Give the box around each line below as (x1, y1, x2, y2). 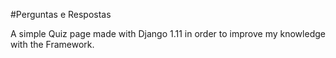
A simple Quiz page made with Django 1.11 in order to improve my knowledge (10, 28, 326, 39)
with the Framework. (10, 39, 95, 50)
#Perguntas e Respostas (10, 9, 112, 20)
